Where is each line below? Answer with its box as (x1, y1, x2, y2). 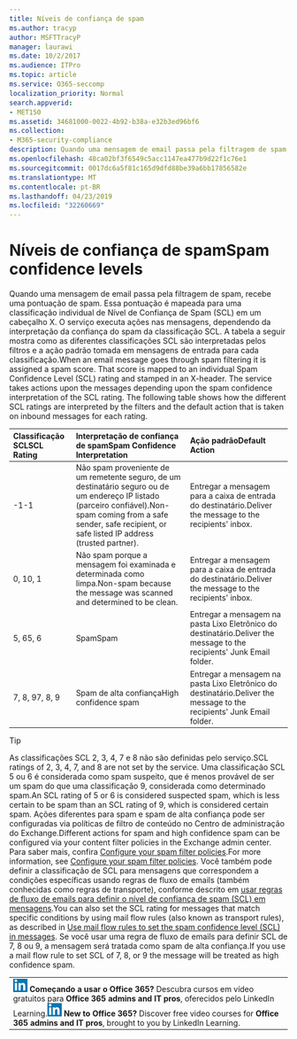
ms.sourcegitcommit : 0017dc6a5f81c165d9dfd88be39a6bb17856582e (9, 164, 247, 173)
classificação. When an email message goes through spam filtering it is (9, 354, 267, 365)
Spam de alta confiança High (75, 687, 179, 698)
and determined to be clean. (75, 597, 179, 608)
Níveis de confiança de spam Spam (9, 240, 270, 260)
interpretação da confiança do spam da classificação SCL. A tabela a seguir (9, 326, 286, 337)
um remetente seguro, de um (75, 471, 181, 482)
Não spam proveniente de (75, 461, 170, 473)
